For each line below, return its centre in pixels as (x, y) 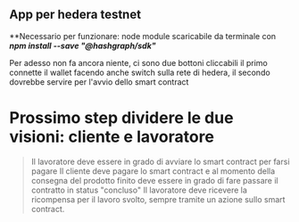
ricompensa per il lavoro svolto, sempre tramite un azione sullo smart (158, 199)
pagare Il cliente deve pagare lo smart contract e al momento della (153, 171)
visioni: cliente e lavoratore (112, 136)
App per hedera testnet (75, 15)
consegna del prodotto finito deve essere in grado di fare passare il (154, 180)
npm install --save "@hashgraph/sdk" (83, 45)
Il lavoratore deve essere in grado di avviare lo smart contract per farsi (160, 161)
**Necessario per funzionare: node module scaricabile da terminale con (143, 36)
